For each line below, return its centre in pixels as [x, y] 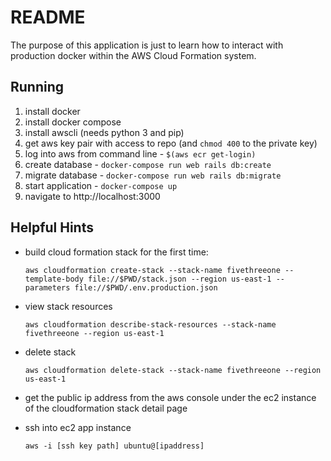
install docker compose [73, 122]
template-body [54, 279]
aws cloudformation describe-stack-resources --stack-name [150, 324]
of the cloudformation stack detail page [106, 408]
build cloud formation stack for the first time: [116, 252]
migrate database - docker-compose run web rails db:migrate [153, 175]
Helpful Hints [52, 227]
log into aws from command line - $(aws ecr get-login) [140, 153]
